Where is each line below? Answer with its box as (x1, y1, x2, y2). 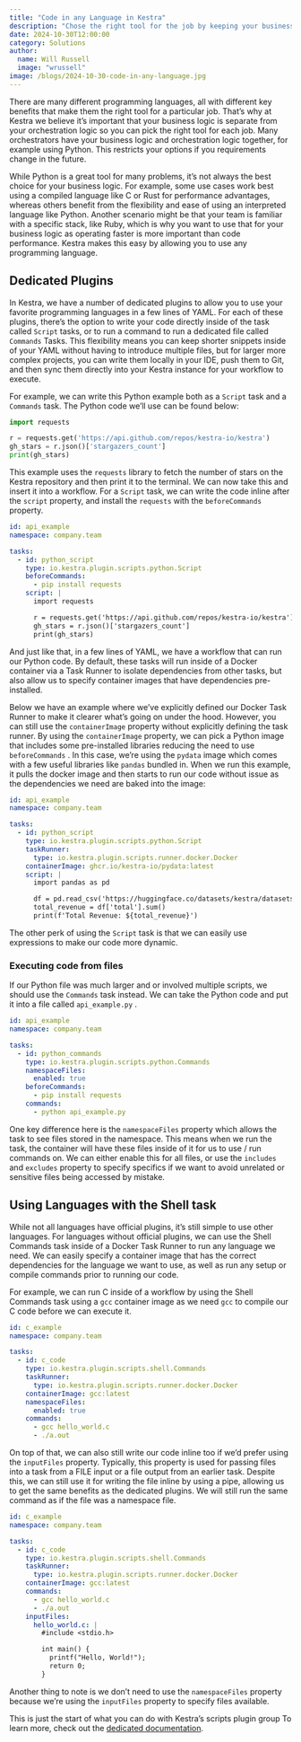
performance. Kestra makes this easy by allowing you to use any (9, 237, 248, 248)
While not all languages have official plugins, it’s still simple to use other (9, 1221, 273, 1232)
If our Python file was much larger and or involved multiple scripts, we (9, 980, 268, 990)
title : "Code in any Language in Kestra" (9, 13, 167, 22)
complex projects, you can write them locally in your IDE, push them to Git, (9, 354, 285, 365)
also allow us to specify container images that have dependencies (9, 674, 254, 685)
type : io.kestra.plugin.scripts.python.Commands (25, 1057, 211, 1067)
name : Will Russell (17, 55, 90, 64)
